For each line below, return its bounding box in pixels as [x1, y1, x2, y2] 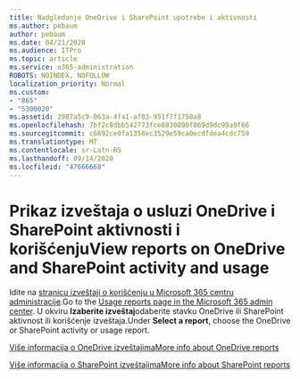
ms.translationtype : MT [9, 137, 98, 146]
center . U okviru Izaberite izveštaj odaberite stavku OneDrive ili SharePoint [9, 306, 284, 317]
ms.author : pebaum [9, 21, 78, 30]
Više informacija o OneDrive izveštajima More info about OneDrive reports [9, 342, 279, 353]
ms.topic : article [9, 54, 78, 63]
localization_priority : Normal [9, 79, 126, 88]
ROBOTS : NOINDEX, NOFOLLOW [9, 71, 110, 80]
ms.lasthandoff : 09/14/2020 [9, 153, 114, 163]
